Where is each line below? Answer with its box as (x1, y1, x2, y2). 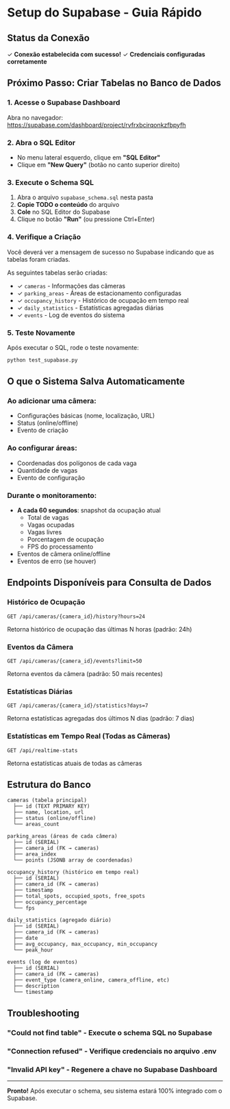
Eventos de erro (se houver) (16, 557, 97, 566)
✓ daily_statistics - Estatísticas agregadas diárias (16, 303, 164, 312)
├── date (13, 935, 38, 942)
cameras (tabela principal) (7, 797, 88, 804)
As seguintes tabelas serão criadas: (7, 269, 108, 277)
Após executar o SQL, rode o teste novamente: (7, 343, 139, 351)
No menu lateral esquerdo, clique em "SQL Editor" (16, 153, 161, 162)
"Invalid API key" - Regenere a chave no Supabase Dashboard (7, 1064, 218, 1074)
